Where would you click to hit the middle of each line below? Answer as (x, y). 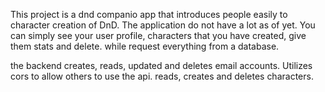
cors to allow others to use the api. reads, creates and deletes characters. (162, 76)
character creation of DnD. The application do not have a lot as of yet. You (163, 25)
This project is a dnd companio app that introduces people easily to (149, 14)
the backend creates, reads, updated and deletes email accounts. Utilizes (161, 65)
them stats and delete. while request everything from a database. (145, 46)
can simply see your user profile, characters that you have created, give (158, 35)
